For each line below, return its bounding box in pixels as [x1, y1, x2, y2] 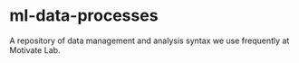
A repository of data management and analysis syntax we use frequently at [9, 35, 290, 46]
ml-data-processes [9, 5, 159, 26]
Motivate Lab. [9, 44, 61, 55]
